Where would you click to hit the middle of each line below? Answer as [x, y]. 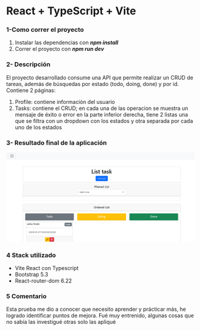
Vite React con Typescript [47, 268]
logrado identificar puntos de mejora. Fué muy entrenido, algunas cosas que [100, 315]
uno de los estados [38, 127]
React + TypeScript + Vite [71, 11]
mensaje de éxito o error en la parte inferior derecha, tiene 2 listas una [101, 114]
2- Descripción [28, 65]
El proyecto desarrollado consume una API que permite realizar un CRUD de [100, 77]
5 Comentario [26, 296]
